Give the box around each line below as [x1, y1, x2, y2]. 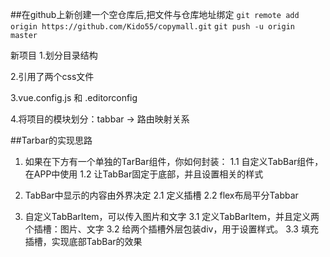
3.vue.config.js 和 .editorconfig [10, 92, 138, 103]
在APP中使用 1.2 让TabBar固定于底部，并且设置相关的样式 [24, 168, 264, 180]
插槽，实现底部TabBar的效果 [24, 236, 143, 247]
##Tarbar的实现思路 [10, 134, 93, 146]
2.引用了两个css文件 [10, 71, 95, 82]
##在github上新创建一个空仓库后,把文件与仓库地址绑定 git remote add [10, 9, 300, 20]
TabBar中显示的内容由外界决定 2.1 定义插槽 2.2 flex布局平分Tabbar [24, 189, 299, 201]
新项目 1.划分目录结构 [10, 49, 98, 61]
